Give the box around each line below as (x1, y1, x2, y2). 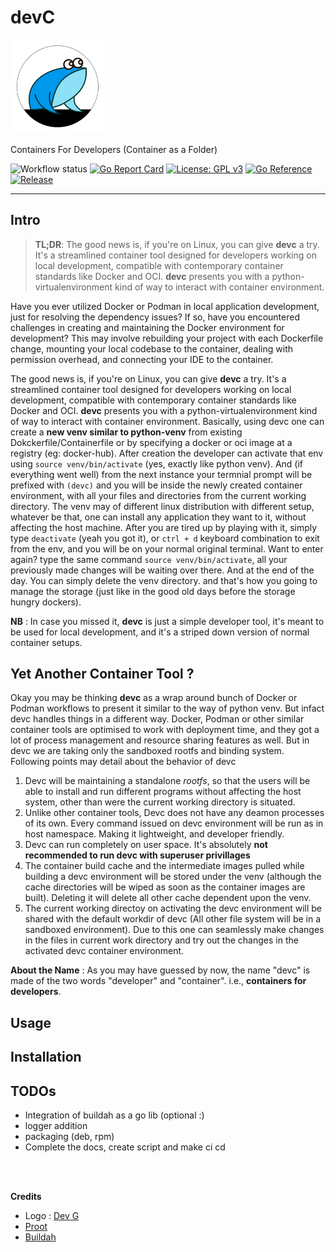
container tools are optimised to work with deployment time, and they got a (10, 724, 320, 736)
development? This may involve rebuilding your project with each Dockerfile (10, 332, 324, 344)
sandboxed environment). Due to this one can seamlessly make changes (24, 924, 325, 936)
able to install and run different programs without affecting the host (24, 786, 302, 798)
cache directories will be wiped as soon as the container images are (24, 881, 306, 893)
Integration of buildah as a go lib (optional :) (24, 1109, 205, 1121)
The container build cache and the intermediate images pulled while (24, 860, 305, 872)
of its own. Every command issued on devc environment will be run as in (24, 817, 324, 830)
